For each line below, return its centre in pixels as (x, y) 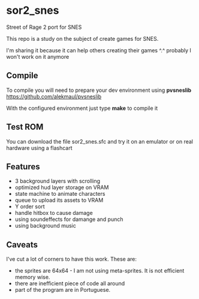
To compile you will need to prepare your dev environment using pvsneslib (99, 90)
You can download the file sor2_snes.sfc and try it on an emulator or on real (100, 141)
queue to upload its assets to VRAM (59, 200)
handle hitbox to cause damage (54, 213)
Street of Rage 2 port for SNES (44, 27)
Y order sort (30, 207)
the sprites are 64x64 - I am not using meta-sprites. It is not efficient (99, 271)
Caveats (22, 245)
